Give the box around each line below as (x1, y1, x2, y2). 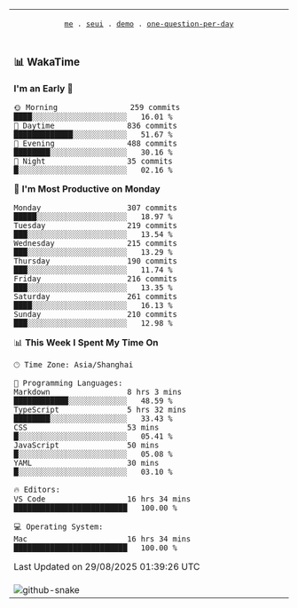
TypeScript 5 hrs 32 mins (13, 404, 186, 415)
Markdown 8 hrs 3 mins (13, 386, 182, 397)
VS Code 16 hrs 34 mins (13, 494, 192, 504)
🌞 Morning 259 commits (13, 102, 181, 112)
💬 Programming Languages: (13, 377, 123, 388)
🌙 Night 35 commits (13, 155, 173, 166)
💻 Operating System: (13, 521, 104, 532)
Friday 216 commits (13, 273, 177, 283)
